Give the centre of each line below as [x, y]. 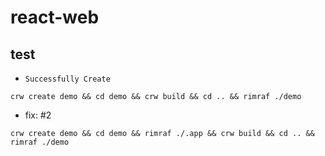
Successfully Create [67, 79]
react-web [55, 17]
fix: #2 [38, 115]
